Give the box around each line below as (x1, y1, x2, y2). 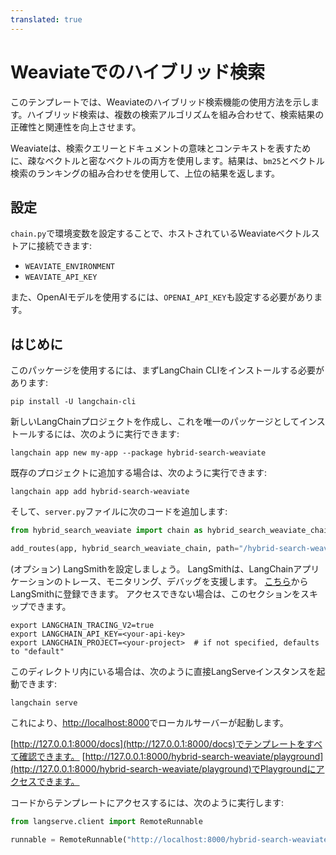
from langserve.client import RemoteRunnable (10, 816, 203, 826)
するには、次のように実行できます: (36, 428, 180, 440)
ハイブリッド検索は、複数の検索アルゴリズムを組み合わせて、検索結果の (26, 108, 325, 120)
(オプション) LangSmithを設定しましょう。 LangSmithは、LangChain (10, 562, 294, 575)
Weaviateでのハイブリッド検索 (10, 61, 266, 83)
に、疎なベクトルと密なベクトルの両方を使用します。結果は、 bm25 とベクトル (10, 154, 325, 166)
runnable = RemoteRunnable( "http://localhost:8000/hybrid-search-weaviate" (10, 834, 333, 845)
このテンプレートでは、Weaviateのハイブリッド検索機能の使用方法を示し (10, 96, 312, 108)
